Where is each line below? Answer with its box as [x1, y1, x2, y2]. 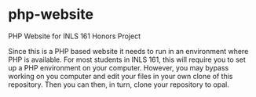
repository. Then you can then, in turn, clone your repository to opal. [8, 80, 229, 89]
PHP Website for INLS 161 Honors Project [8, 31, 141, 41]
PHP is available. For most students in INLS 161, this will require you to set [8, 55, 246, 64]
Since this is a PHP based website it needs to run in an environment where [8, 46, 249, 56]
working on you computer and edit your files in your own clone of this [8, 71, 233, 81]
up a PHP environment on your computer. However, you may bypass [8, 63, 229, 72]
